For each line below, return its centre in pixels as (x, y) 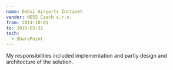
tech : (13, 34)
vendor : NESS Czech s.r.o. (39, 17)
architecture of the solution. (40, 62)
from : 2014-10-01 (27, 22)
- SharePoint (27, 39)
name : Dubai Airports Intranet (44, 11)
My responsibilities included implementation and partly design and (87, 56)
